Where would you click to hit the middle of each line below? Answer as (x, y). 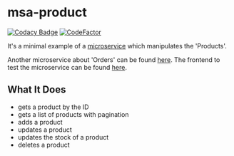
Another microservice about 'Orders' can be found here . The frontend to (114, 59)
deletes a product (44, 145)
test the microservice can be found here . (67, 67)
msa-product (47, 12)
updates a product (45, 130)
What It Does (37, 90)
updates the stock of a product (63, 137)
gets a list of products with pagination (73, 114)
